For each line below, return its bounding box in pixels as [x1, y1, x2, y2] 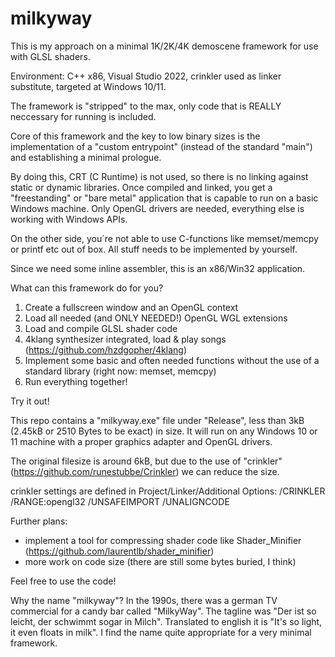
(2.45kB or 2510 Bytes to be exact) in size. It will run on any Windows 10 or [10, 425, 318, 437]
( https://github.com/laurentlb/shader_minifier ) [24, 545, 215, 557]
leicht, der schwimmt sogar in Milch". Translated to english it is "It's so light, [10, 615, 323, 627]
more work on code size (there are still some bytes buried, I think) [24, 555, 297, 567]
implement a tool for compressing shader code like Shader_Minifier [24, 534, 302, 546]
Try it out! [10, 395, 50, 407]
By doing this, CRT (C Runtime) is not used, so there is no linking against [10, 170, 309, 182]
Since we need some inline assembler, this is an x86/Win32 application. [10, 262, 306, 274]
